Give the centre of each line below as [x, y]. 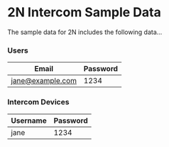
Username [29, 120]
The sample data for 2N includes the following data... [85, 32]
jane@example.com [44, 81]
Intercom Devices [38, 102]
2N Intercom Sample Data [84, 12]
